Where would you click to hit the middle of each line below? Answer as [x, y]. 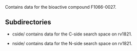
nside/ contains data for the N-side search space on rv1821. [72, 43]
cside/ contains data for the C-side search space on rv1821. [72, 34]
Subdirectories [28, 22]
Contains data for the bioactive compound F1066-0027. [61, 7]
